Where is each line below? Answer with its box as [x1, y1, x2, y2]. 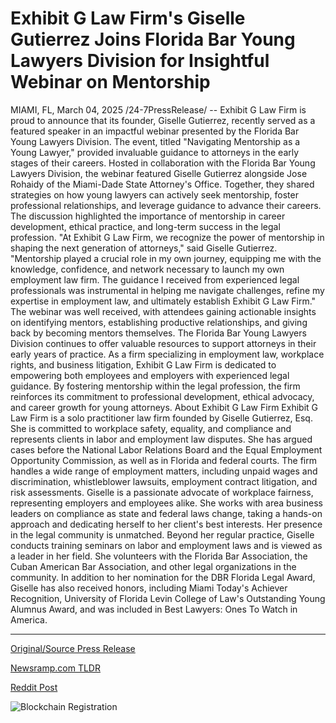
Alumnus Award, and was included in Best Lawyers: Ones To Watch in [10, 603, 298, 615]
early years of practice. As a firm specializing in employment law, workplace [10, 348, 325, 360]
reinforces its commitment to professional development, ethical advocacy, [10, 390, 315, 402]
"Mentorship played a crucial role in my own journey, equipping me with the [10, 252, 322, 264]
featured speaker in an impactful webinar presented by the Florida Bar [10, 125, 300, 137]
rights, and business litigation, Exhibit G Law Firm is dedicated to [10, 358, 277, 371]
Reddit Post [10, 681, 58, 693]
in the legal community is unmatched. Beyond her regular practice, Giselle [10, 528, 315, 541]
